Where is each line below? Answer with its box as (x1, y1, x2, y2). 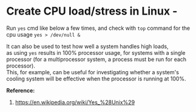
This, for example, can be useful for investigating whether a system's (6, 68, 179, 75)
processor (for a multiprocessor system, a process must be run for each (6, 55, 187, 63)
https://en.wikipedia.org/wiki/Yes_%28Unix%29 (15, 99, 135, 106)
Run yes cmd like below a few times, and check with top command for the (6, 24, 190, 32)
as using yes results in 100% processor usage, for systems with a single (6, 49, 186, 56)
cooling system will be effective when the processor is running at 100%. (6, 75, 186, 82)
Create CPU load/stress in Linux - (6, 4, 178, 18)
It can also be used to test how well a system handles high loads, (6, 43, 169, 50)
